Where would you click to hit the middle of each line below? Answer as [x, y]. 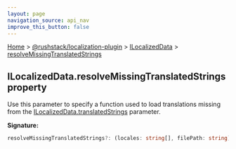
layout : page [26, 14]
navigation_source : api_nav [48, 20]
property [27, 88]
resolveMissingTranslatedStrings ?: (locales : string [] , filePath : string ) [119, 138]
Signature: [23, 125]
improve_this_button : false [48, 27]
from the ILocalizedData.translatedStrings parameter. [84, 112]
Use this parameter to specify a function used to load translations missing [114, 104]
